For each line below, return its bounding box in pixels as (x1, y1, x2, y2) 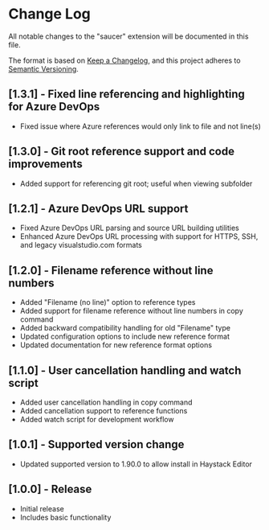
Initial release (19, 503, 64, 513)
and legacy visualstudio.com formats (19, 240, 142, 250)
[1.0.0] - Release (8, 483, 92, 496)
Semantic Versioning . (8, 64, 79, 73)
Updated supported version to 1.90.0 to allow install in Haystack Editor (19, 459, 253, 469)
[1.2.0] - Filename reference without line (8, 263, 214, 277)
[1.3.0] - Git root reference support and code (8, 145, 235, 158)
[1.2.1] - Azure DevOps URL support (8, 202, 189, 216)
